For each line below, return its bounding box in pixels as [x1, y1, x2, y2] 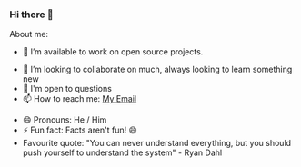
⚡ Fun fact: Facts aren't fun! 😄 [22, 124, 138, 135]
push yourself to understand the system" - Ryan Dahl [22, 147, 223, 158]
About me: [9, 29, 48, 40]
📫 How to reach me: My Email [22, 93, 137, 104]
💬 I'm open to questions [22, 83, 112, 94]
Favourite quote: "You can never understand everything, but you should [22, 138, 292, 149]
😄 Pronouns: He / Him [22, 114, 107, 125]
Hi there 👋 [9, 8, 55, 21]
